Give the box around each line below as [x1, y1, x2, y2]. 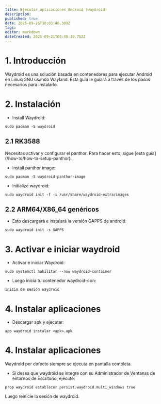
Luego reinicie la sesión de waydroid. [5, 393, 80, 399]
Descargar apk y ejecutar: [12, 319, 64, 325]
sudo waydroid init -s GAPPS [5, 228, 64, 232]
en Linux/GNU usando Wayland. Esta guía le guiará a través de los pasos [5, 76, 150, 82]
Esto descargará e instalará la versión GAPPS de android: [12, 218, 127, 224]
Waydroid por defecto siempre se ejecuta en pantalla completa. [5, 361, 132, 367]
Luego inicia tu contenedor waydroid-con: [12, 278, 96, 283]
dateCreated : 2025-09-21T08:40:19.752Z [5, 35, 86, 39]
